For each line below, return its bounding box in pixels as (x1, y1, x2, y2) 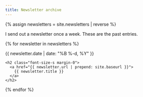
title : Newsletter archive (5, 7, 62, 13)
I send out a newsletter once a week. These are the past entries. (5, 31, 138, 37)
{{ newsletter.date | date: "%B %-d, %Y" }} (5, 50, 94, 56)
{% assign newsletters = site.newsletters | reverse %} (5, 21, 116, 27)
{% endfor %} (5, 86, 34, 92)
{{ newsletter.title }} (14, 69, 64, 74)
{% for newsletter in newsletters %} (5, 41, 79, 47)
